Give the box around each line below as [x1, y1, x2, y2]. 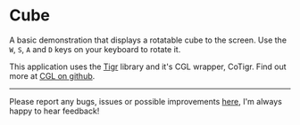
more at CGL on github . [9, 70, 96, 81]
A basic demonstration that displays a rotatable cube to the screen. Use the [9, 35, 287, 45]
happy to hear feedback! [9, 105, 100, 116]
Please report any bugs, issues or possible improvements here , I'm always [9, 96, 283, 106]
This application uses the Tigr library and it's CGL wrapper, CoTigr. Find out [9, 61, 287, 72]
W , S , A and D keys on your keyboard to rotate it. [9, 43, 181, 54]
